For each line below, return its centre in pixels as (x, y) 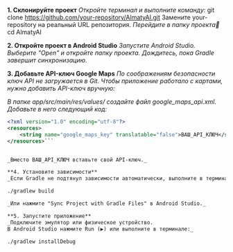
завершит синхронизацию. (48, 60)
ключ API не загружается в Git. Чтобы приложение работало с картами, (115, 81)
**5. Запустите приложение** (49, 216)
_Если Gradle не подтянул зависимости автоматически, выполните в (105, 179)
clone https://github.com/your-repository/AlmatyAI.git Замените (99, 17)
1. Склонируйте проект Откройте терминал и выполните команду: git (111, 10)
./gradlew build (31, 191)
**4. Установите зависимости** (52, 172)
